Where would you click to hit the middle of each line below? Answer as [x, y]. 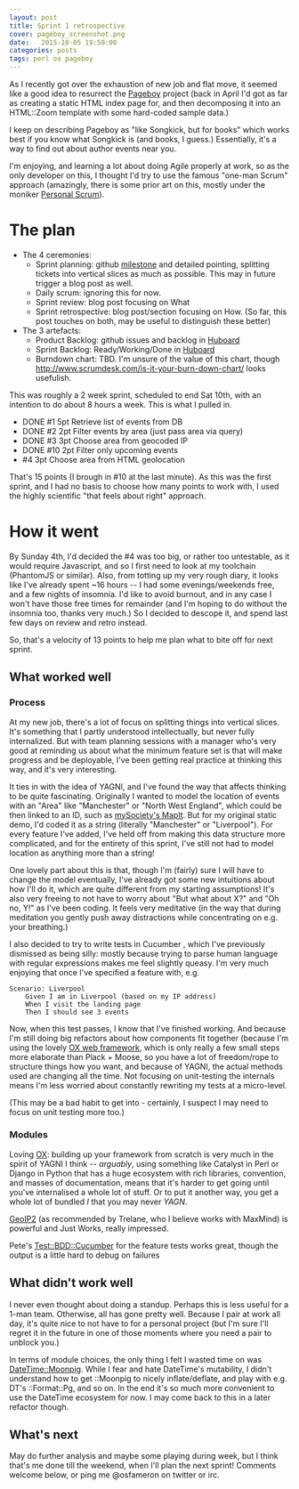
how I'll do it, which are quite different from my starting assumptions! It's [142, 889]
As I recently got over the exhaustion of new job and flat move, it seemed [143, 84]
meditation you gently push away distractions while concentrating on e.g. [144, 917]
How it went [54, 532]
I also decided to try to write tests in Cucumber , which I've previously [137, 943]
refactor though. [39, 1406]
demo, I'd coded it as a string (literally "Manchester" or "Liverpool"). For [141, 824]
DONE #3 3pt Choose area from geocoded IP [105, 441]
